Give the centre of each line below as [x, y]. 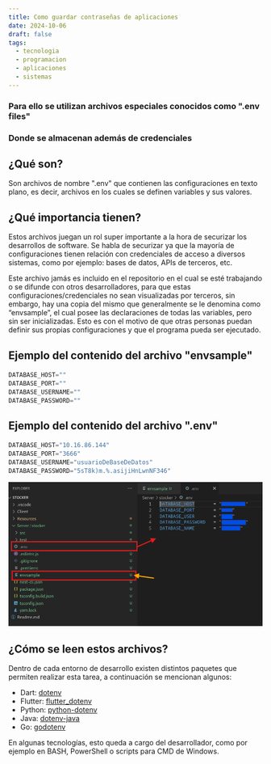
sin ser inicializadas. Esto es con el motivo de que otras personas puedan [130, 321]
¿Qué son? [36, 164]
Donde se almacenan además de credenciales [100, 137]
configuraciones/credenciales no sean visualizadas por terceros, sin [122, 296]
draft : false [30, 34]
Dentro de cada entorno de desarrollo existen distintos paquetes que [123, 668]
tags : [17, 43]
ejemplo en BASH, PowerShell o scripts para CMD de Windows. [114, 751]
